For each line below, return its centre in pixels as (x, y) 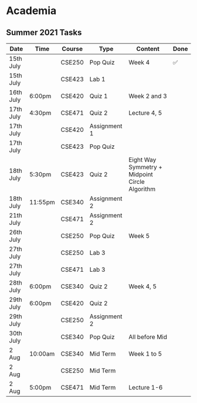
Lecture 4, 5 (145, 113)
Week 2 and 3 (148, 96)
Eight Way (142, 160)
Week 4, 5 (143, 286)
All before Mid (148, 337)
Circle (137, 182)
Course (72, 49)
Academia (31, 11)
